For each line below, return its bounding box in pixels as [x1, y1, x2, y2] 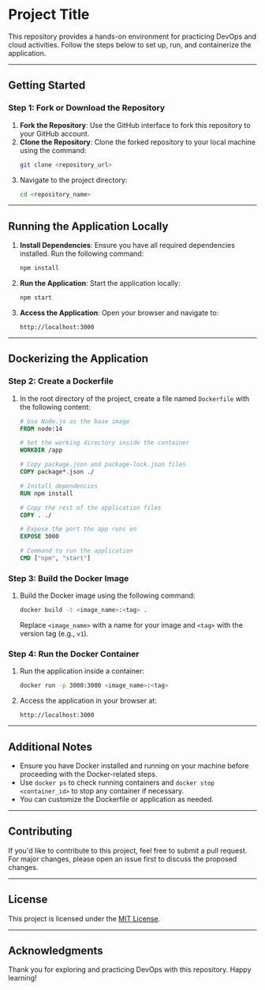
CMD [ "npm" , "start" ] [19, 554, 91, 562]
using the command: [19, 145, 87, 155]
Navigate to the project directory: [19, 175, 128, 185]
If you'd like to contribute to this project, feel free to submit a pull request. [8, 846, 248, 855]
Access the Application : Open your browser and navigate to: [19, 308, 219, 317]
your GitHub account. [19, 129, 90, 138]
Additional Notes [8, 740, 93, 753]
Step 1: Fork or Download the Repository [8, 103, 166, 114]
